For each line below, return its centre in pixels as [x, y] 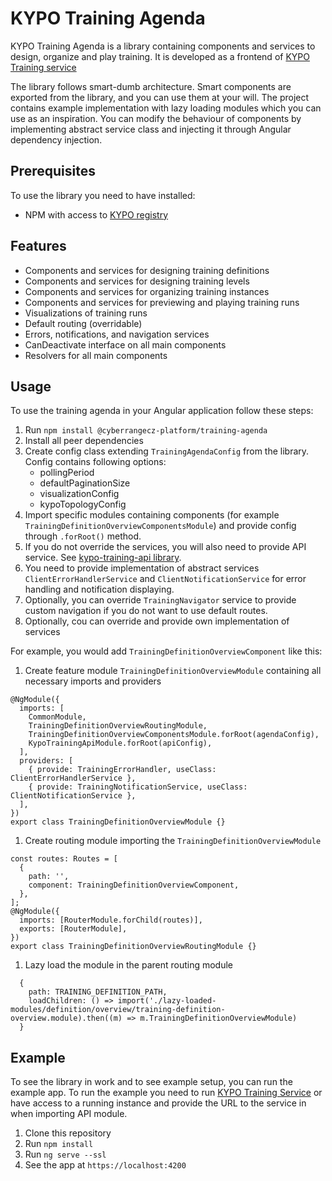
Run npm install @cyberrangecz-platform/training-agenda [146, 430]
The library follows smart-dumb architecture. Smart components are [151, 86]
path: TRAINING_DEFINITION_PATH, [98, 992]
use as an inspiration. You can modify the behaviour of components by [156, 118]
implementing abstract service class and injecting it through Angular [151, 129]
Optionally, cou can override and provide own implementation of [157, 621]
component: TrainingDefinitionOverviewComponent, [134, 885]
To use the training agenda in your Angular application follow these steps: [162, 411]
